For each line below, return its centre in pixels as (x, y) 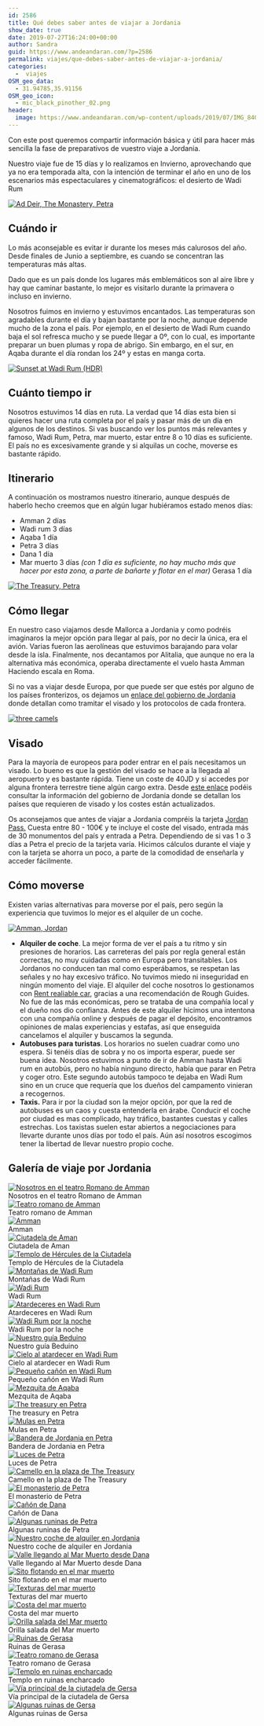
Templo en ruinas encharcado (57, 1680)
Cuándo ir (33, 229)
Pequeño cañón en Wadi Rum (56, 1379)
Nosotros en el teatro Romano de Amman (75, 1196)
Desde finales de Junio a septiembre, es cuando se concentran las (116, 255)
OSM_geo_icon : (31, 96)
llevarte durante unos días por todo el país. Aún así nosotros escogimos (136, 1135)
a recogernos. (42, 1094)
